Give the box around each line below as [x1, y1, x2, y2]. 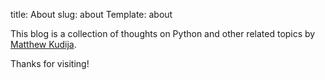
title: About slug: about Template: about [10, 9, 173, 20]
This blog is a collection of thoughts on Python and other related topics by [10, 28, 316, 39]
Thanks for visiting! [10, 58, 90, 69]
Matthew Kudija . [10, 39, 77, 50]
